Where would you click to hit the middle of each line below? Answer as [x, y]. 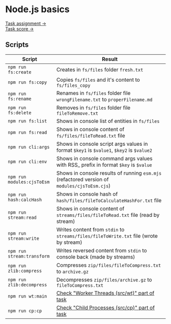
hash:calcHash [25, 200]
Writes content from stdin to [90, 230]
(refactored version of [82, 179]
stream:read [22, 217]
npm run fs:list [27, 121]
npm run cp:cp [25, 311]
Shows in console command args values [104, 158]
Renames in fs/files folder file [93, 93]
